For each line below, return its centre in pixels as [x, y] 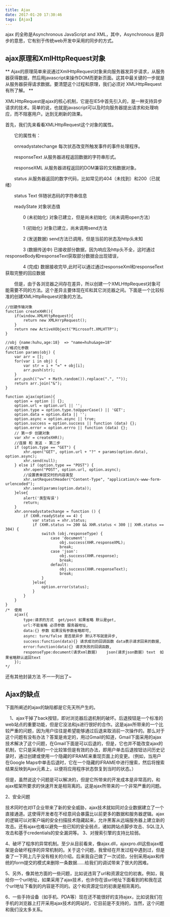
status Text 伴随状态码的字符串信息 [51, 196]
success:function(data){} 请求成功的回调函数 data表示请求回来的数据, [93, 642]
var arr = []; [29, 357]
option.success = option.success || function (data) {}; [76, 424]
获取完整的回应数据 [25, 273]
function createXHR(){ [29, 312]
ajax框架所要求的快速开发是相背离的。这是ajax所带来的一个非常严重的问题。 [85, 786]
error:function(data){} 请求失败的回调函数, [68, 647]
